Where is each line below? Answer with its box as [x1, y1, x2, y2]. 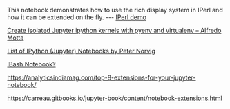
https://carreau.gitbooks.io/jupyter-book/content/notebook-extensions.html [7, 94, 222, 102]
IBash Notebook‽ [7, 60, 57, 68]
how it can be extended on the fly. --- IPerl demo [7, 13, 147, 21]
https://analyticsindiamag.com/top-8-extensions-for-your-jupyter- [7, 73, 196, 82]
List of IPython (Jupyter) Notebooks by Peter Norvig [7, 47, 155, 55]
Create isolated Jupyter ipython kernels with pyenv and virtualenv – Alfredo [7, 27, 222, 34]
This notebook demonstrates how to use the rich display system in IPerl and [7, 6, 223, 14]
